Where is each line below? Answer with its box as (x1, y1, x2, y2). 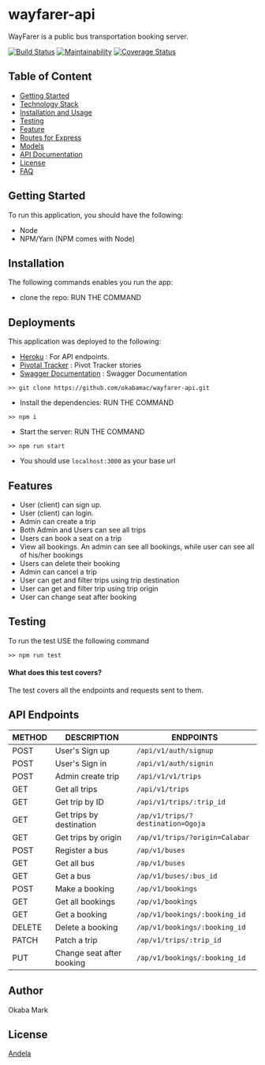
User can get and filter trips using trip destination (19, 576, 180, 585)
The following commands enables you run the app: (8, 278, 174, 287)
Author (8, 984, 43, 998)
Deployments (8, 316, 76, 329)
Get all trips (54, 783, 98, 794)
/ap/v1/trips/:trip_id (136, 936, 222, 944)
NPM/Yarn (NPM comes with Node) (19, 234, 136, 243)
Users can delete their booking (19, 559, 121, 568)
